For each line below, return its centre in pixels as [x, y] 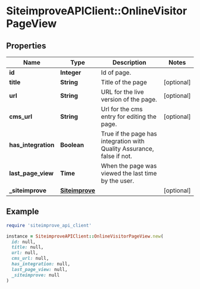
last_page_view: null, [40, 269]
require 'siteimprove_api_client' [49, 225]
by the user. [118, 181]
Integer [71, 73]
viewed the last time [129, 173]
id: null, [24, 242]
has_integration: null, [41, 264]
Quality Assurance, [127, 149]
